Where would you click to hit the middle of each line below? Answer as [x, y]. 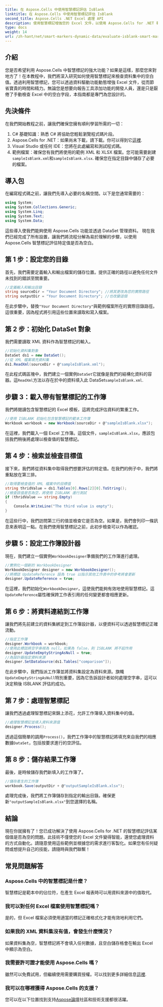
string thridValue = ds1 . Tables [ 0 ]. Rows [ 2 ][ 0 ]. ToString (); [66, 488]
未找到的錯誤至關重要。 [28, 278]
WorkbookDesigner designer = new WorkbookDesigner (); [61, 570]
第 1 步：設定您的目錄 [37, 260]
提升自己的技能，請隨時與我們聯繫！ [54, 849]
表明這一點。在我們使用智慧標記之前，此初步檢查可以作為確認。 [77, 527]
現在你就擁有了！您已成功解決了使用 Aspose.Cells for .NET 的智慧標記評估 [79, 831]
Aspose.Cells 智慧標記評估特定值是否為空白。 [50, 242]
